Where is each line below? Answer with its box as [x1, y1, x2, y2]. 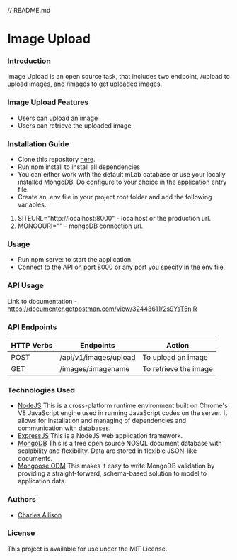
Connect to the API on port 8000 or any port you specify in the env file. [17, 263, 226, 272]
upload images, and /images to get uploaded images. [7, 79, 163, 88]
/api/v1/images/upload [59, 352, 136, 362]
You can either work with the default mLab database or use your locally [17, 170, 226, 179]
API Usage [7, 280, 44, 290]
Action [166, 340, 190, 350]
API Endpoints [7, 322, 57, 332]
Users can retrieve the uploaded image [17, 121, 132, 130]
